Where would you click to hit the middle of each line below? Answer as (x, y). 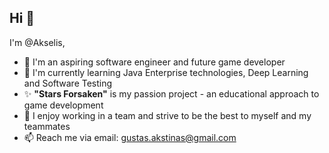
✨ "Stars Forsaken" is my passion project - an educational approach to (171, 93)
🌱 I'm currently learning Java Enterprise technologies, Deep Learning (166, 72)
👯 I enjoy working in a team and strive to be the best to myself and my (167, 115)
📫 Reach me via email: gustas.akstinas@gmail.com (130, 137)
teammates (47, 126)
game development (63, 105)
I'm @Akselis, (37, 42)
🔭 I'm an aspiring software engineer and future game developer (154, 62)
